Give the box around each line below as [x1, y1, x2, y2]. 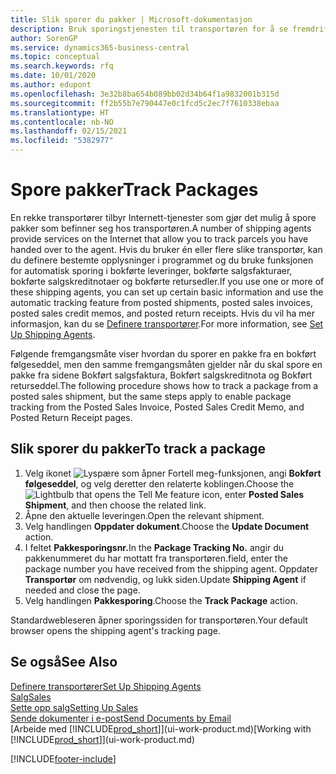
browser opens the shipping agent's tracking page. [10, 624, 221, 636]
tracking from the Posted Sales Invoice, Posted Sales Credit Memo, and [10, 401, 305, 413]
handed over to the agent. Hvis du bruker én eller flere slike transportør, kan [10, 243, 323, 255]
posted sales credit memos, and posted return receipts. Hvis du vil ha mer [10, 307, 315, 319]
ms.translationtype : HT [10, 107, 110, 118]
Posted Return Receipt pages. [10, 411, 133, 423]
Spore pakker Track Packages [10, 179, 259, 201]
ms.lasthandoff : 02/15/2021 [10, 126, 128, 136]
